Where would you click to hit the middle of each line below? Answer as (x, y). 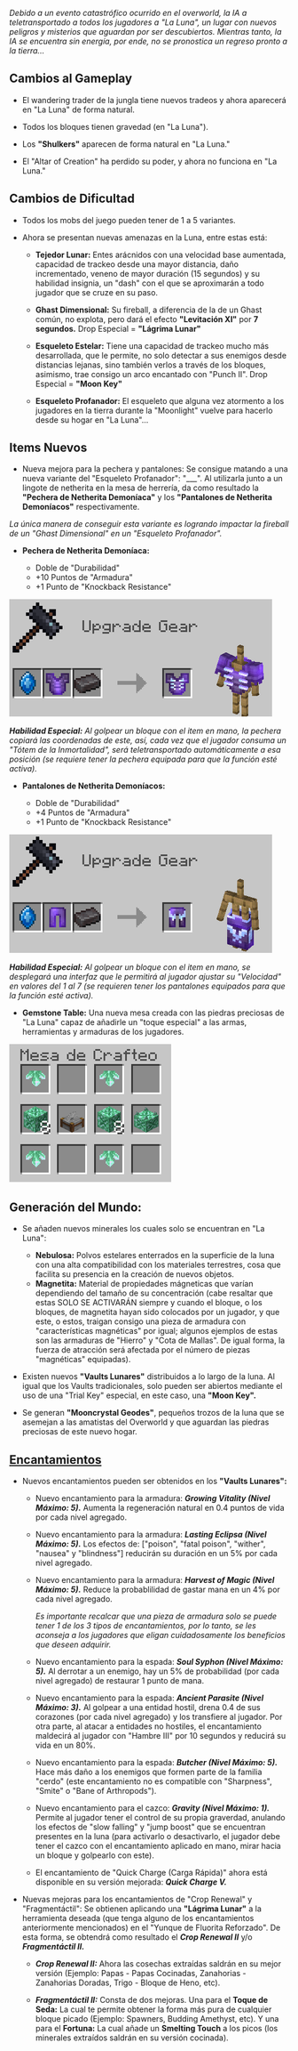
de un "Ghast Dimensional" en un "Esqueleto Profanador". (116, 534)
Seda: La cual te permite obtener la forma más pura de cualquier (153, 2009)
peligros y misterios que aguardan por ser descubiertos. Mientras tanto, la (145, 32)
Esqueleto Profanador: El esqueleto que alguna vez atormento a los (160, 400)
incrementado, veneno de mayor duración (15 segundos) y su (147, 273)
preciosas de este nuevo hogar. (79, 1432)
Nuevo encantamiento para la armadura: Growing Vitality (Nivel (153, 1498)
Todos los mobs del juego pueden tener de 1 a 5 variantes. (129, 220)
